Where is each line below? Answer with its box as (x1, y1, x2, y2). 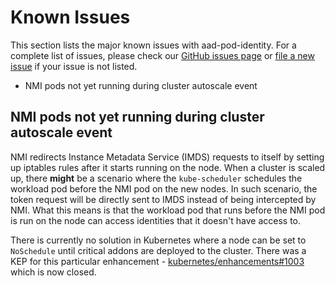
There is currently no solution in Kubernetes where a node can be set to (10, 234, 307, 246)
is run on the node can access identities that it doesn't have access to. (10, 214, 302, 226)
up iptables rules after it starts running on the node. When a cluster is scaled (10, 161, 326, 173)
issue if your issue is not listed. (10, 60, 138, 72)
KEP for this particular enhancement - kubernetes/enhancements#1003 (10, 255, 305, 267)
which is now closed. (10, 266, 97, 278)
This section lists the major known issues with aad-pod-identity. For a (10, 39, 297, 51)
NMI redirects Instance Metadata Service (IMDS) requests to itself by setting (10, 151, 325, 163)
